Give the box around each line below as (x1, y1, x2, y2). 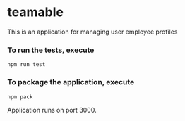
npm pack (7, 93, 33, 101)
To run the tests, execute (7, 45, 95, 55)
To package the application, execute (7, 77, 135, 87)
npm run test (7, 61, 46, 68)
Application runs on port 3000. (7, 106, 97, 114)
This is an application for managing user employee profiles (7, 27, 178, 36)
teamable (7, 4, 64, 20)
